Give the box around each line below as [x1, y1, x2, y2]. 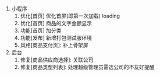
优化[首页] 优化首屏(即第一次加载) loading [20, 12, 120, 19]
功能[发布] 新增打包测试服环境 [20, 34, 92, 41]
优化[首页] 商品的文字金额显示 [20, 20, 92, 26]
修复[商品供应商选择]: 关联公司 [20, 56, 94, 63]
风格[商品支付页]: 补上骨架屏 [20, 42, 88, 49]
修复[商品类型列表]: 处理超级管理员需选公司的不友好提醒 [20, 64, 155, 70]
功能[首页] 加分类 [20, 27, 62, 34]
